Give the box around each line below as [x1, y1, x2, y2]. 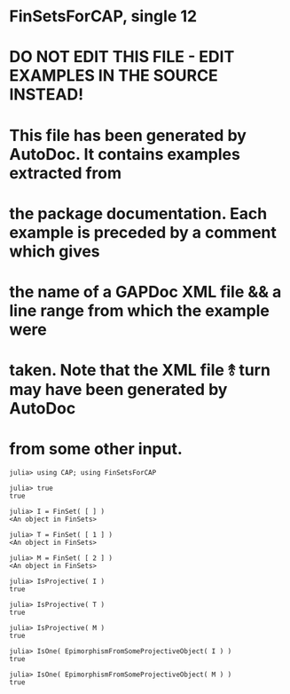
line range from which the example [9, 300, 270, 320]
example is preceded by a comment [9, 222, 278, 242]
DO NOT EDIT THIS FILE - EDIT [9, 47, 235, 67]
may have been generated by [9, 380, 228, 400]
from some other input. [9, 439, 184, 459]
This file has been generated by [9, 125, 247, 146]
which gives [9, 241, 100, 261]
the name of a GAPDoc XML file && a [9, 281, 282, 302]
